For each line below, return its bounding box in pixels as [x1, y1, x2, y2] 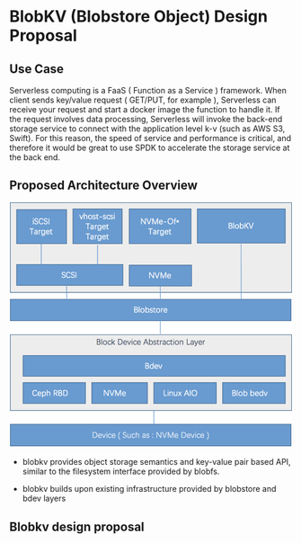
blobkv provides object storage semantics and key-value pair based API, [22, 457, 291, 467]
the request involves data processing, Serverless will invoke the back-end [9, 114, 283, 124]
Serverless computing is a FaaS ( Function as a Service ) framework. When [9, 85, 288, 95]
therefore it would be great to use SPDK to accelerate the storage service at [9, 142, 290, 153]
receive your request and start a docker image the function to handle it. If [9, 104, 280, 114]
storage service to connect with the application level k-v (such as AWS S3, [9, 123, 286, 134]
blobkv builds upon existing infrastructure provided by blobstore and [22, 484, 277, 494]
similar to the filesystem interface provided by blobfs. [22, 466, 220, 477]
